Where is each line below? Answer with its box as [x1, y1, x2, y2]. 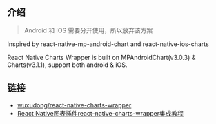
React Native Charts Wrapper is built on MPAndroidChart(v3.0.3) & [7, 53, 196, 61]
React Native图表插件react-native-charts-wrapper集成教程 [17, 109, 184, 117]
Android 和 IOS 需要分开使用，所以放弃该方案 [23, 26, 153, 34]
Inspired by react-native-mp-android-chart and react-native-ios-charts [7, 40, 209, 48]
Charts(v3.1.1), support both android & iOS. [7, 61, 128, 69]
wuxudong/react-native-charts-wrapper [17, 101, 132, 109]
